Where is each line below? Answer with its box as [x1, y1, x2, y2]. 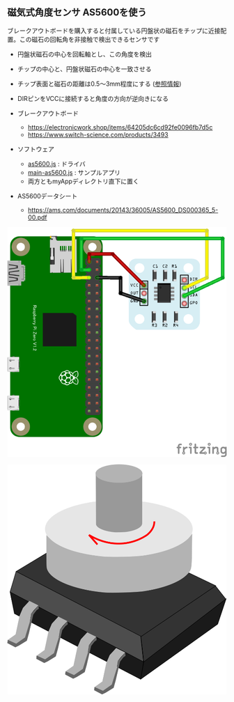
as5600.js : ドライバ [27, 159, 86, 168]
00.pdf [27, 213, 47, 221]
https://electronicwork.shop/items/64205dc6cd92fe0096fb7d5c [27, 123, 213, 131]
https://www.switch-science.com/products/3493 [27, 130, 169, 139]
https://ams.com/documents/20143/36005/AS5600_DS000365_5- [27, 205, 219, 214]
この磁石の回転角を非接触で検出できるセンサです [19, 35, 160, 43]
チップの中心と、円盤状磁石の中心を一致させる [17, 65, 152, 73]
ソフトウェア [17, 145, 54, 153]
